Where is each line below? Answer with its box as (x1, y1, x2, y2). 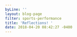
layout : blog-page (5, 12, 42, 16)
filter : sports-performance (5, 16, 62, 21)
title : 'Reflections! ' (5, 20, 53, 25)
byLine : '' (5, 7, 27, 12)
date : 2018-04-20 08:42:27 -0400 (5, 25, 73, 30)
